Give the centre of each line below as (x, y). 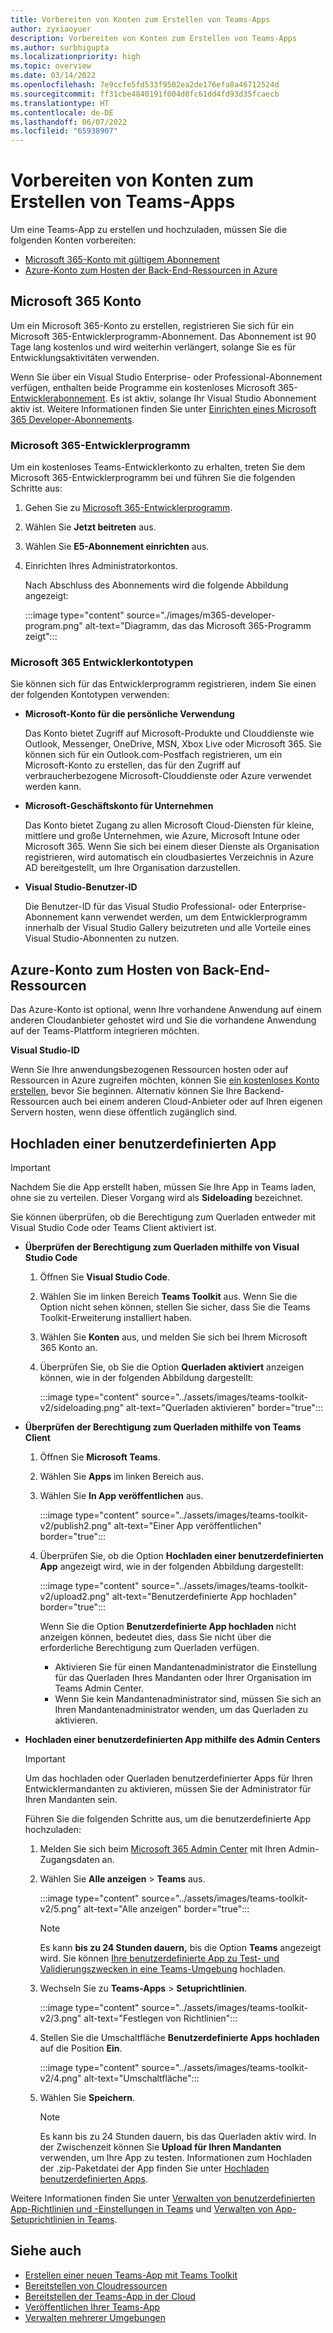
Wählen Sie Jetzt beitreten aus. (90, 527)
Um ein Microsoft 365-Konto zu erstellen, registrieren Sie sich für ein (152, 325)
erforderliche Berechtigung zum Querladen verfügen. (149, 1648)
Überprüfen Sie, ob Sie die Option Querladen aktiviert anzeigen (172, 1367)
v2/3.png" (60, 2018)
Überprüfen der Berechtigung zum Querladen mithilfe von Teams (163, 1427)
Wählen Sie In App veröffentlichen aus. (121, 1496)
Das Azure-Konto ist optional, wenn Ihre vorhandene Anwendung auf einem (166, 1010)
